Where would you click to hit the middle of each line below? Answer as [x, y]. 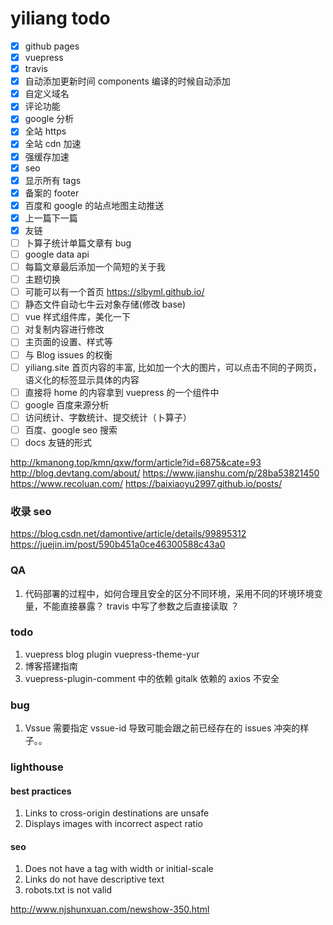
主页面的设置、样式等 [68, 342]
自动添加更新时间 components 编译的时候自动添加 [127, 81]
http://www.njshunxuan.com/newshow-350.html [110, 909]
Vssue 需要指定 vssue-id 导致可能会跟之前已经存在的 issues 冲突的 [162, 728]
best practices [41, 791]
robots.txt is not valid [68, 890]
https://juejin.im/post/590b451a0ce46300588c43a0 [118, 544]
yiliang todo [60, 18]
